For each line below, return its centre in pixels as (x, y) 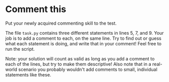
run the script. (20, 49)
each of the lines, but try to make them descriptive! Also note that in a (78, 64)
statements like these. (28, 74)
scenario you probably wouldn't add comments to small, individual (88, 69)
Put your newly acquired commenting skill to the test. (61, 23)
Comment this (36, 9)
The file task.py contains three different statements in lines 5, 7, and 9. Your (84, 33)
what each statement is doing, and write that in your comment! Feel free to (83, 43)
